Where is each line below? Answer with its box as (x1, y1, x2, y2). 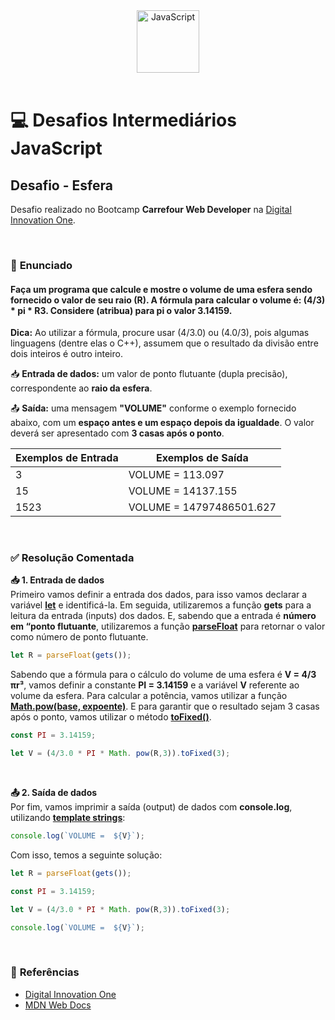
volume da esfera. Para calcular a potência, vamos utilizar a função (10, 690, 288, 702)
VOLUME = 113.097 (128, 468, 225, 482)
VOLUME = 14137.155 (128, 484, 238, 498)
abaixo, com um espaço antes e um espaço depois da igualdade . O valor (10, 417, 315, 429)
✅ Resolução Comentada (10, 551, 135, 565)
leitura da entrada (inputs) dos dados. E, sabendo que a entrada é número (10, 610, 317, 622)
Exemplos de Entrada (15, 451, 119, 465)
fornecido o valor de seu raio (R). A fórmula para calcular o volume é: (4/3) (10, 294, 326, 306)
